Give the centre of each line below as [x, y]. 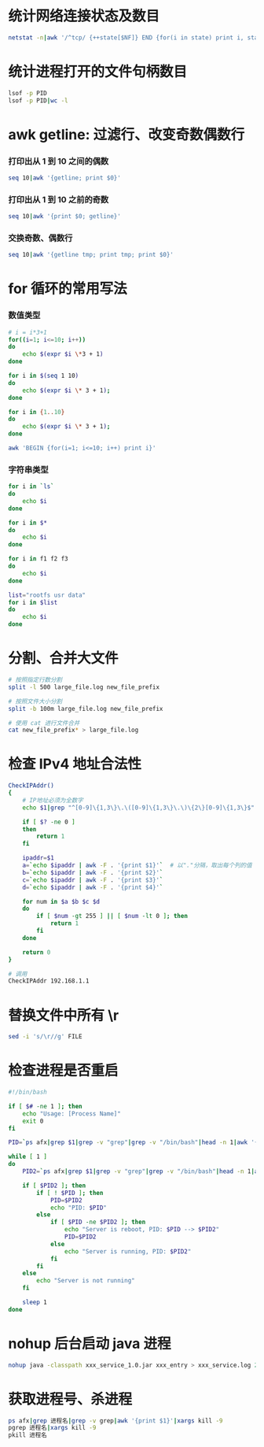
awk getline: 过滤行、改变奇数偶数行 [126, 134]
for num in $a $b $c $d [61, 901]
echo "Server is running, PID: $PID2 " [128, 1251]
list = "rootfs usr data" [47, 595]
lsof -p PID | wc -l [38, 100]
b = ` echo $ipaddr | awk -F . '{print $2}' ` [93, 872]
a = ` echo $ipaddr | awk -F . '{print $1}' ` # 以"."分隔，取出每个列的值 [137, 866]
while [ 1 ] [27, 1157]
